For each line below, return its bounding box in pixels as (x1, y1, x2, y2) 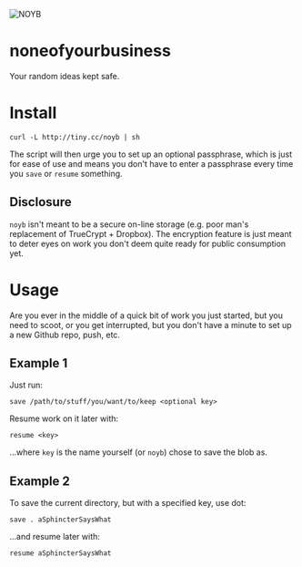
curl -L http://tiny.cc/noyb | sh (9, 132, 141, 141)
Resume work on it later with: (9, 413, 119, 424)
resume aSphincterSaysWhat (9, 549, 112, 558)
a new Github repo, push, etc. (9, 329, 121, 340)
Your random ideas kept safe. (9, 70, 120, 81)
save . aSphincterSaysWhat (9, 515, 112, 524)
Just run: (9, 379, 44, 391)
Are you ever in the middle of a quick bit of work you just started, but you (9, 310, 284, 321)
